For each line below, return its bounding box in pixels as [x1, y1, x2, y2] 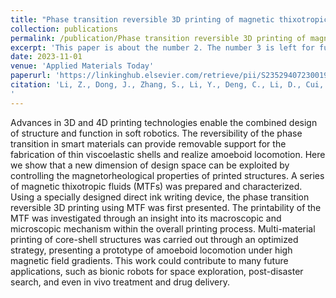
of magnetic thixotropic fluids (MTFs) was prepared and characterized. [10, 180, 303, 192]
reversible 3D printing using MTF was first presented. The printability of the [10, 201, 322, 213]
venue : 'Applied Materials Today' [10, 61, 155, 71]
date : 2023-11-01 [10, 52, 83, 62]
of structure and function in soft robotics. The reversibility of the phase [10, 127, 303, 139]
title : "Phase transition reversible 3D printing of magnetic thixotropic [10, 14, 329, 25]
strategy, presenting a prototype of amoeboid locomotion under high [10, 244, 293, 256]
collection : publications [10, 24, 118, 34]
